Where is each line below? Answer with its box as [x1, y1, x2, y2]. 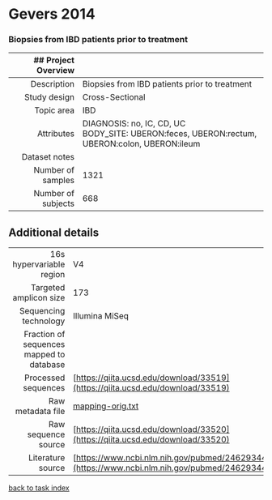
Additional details [8, 225, 100, 239]
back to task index [8, 483, 70, 493]
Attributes [36, 128, 75, 139]
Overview [36, 65, 75, 76]
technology [22, 315, 66, 327]
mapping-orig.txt [72, 400, 139, 412]
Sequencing [19, 306, 66, 317]
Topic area [34, 105, 75, 116]
